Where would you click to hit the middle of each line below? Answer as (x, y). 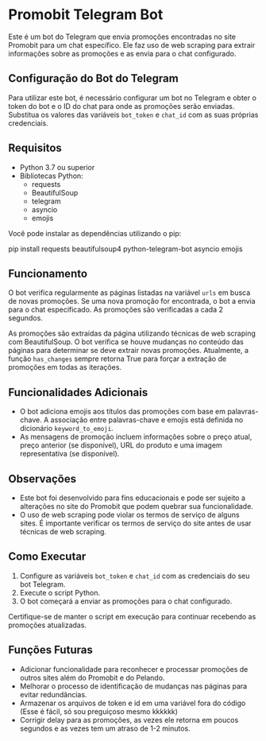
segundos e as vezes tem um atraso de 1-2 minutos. (105, 728)
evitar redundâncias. (53, 694)
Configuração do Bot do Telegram (93, 78)
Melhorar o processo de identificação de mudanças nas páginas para (133, 686)
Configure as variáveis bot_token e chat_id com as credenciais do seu (135, 576)
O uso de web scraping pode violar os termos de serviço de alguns (129, 515)
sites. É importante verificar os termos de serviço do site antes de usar (135, 523)
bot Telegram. (42, 584)
